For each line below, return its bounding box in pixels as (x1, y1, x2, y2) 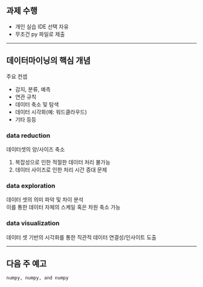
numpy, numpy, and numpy (6, 275, 69, 281)
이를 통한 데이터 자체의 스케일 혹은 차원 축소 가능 (6, 204, 121, 211)
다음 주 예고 (6, 259, 47, 269)
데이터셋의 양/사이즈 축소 (6, 146, 65, 153)
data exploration (6, 181, 56, 190)
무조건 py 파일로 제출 (14, 30, 65, 37)
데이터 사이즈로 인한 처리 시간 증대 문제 (14, 166, 108, 173)
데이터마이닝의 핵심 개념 (6, 56, 91, 66)
